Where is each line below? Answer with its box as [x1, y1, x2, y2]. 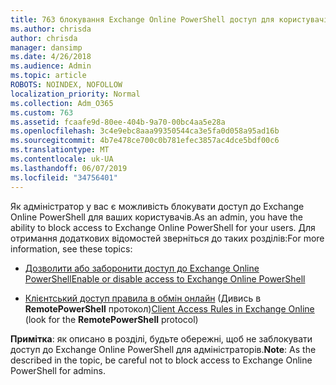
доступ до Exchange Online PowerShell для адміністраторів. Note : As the [10, 343, 317, 355]
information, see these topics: [10, 242, 133, 255]
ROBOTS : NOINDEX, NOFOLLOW [10, 80, 123, 90]
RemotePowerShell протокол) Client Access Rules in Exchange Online [24, 302, 315, 315]
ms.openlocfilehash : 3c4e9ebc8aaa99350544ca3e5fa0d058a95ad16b [10, 126, 280, 136]
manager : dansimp [10, 42, 83, 53]
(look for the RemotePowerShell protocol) [24, 313, 199, 325]
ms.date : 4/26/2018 [10, 52, 92, 62]
